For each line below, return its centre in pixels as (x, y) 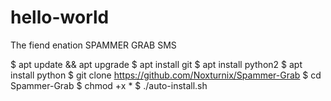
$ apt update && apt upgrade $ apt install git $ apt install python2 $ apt (156, 64)
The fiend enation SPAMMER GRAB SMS (93, 45)
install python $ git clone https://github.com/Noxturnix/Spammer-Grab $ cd (166, 75)
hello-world (60, 17)
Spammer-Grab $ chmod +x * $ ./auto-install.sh (109, 85)
